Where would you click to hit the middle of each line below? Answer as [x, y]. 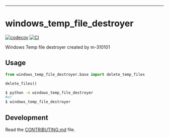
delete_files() [21, 83]
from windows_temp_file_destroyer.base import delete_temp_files [75, 74]
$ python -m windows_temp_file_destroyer [49, 93]
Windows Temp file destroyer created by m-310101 [58, 47]
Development [27, 118]
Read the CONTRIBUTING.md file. [40, 129]
